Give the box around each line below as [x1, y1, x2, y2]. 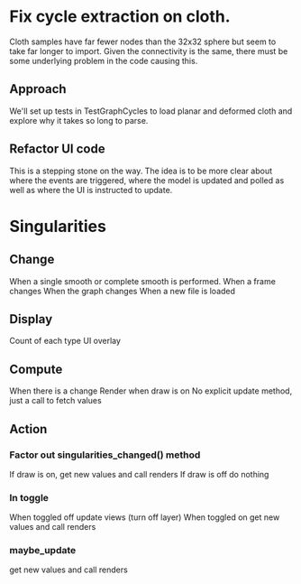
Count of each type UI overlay [9, 336, 122, 347]
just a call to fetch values [9, 395, 102, 406]
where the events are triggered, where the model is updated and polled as [9, 174, 285, 186]
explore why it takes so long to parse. [9, 115, 149, 125]
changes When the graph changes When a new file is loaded [9, 285, 236, 296]
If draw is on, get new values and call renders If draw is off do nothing [9, 468, 269, 479]
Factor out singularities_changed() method [9, 449, 201, 461]
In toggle [9, 491, 50, 504]
